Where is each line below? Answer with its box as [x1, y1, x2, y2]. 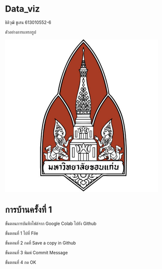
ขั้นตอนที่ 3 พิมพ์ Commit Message [5, 250, 68, 255]
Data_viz [5, 3, 40, 15]
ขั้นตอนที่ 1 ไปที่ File [5, 230, 38, 236]
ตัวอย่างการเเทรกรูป [5, 29, 36, 35]
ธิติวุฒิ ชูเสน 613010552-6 [5, 19, 51, 25]
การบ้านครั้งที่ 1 [5, 205, 52, 215]
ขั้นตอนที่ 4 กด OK [5, 259, 36, 265]
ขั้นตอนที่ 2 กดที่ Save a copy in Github [5, 240, 76, 246]
